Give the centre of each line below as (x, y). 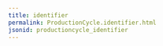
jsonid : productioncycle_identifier (68, 30)
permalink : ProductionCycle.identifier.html (82, 23)
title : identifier (38, 15)
